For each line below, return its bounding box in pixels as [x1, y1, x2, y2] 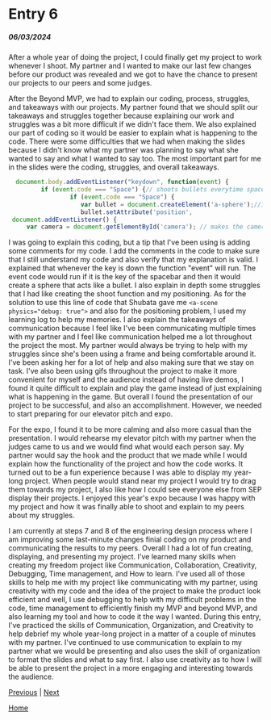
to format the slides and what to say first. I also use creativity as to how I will [8, 655, 262, 664]
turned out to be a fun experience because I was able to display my [8, 467, 232, 477]
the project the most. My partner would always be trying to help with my [8, 341, 248, 350]
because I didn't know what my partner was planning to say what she [8, 145, 240, 155]
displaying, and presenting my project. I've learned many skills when [8, 552, 236, 562]
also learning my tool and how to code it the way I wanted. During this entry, [8, 612, 261, 622]
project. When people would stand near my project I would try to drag [24, 476, 256, 486]
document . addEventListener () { [11, 216, 117, 224]
